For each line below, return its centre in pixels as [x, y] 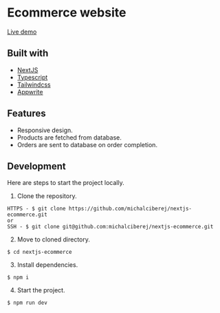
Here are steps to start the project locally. [66, 183]
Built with [28, 53]
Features [26, 114]
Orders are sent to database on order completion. [87, 144]
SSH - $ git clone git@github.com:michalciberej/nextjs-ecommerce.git [110, 227]
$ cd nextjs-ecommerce [40, 252]
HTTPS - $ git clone [37, 209]
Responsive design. [45, 130]
